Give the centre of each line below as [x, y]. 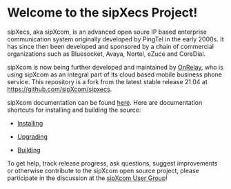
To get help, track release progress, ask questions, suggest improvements [112, 163]
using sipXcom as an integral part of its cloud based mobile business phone [115, 74]
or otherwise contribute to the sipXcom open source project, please [103, 170]
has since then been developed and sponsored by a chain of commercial [110, 46]
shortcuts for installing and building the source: [74, 110]
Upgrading [32, 137]
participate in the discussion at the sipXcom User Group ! [87, 178]
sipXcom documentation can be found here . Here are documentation [105, 102]
